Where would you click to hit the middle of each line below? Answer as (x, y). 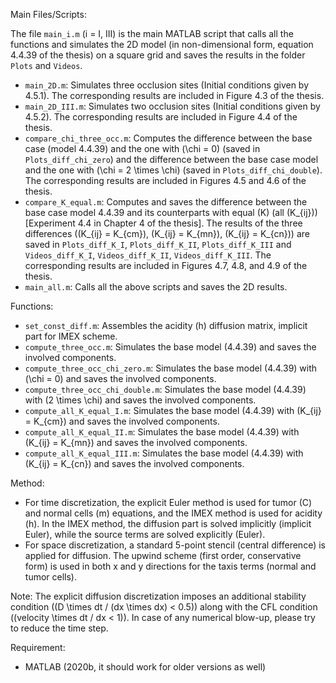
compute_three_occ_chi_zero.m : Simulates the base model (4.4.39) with (171, 368)
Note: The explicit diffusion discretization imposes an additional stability (158, 596)
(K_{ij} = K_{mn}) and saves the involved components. (136, 442)
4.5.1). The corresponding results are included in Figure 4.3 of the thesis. (174, 95)
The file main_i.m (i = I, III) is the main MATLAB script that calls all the (152, 33)
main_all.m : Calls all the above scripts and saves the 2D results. (156, 287)
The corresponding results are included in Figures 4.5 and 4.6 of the (165, 180)
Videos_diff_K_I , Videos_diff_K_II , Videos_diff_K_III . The (148, 255)
